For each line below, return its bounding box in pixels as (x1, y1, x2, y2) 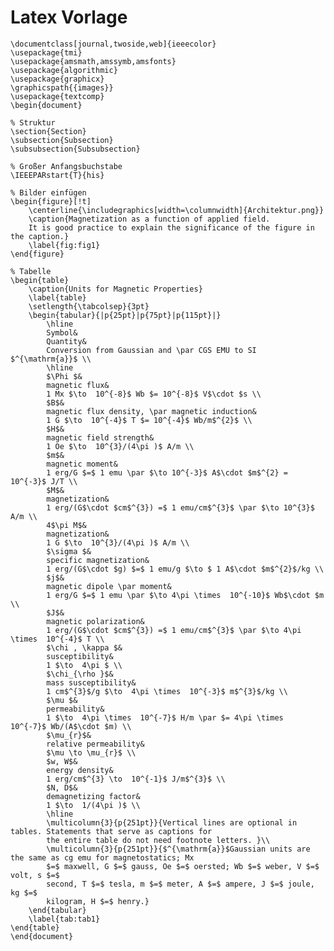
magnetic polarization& (46, 616, 145, 626)
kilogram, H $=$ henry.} (46, 896, 150, 906)
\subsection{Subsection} (10, 135, 114, 145)
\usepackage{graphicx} (10, 74, 105, 84)
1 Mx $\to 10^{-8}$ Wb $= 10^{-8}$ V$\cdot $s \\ (46, 389, 262, 399)
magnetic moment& (46, 459, 118, 469)
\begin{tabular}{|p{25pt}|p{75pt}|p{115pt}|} (28, 310, 222, 320)
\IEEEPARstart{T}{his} (10, 170, 105, 180)
